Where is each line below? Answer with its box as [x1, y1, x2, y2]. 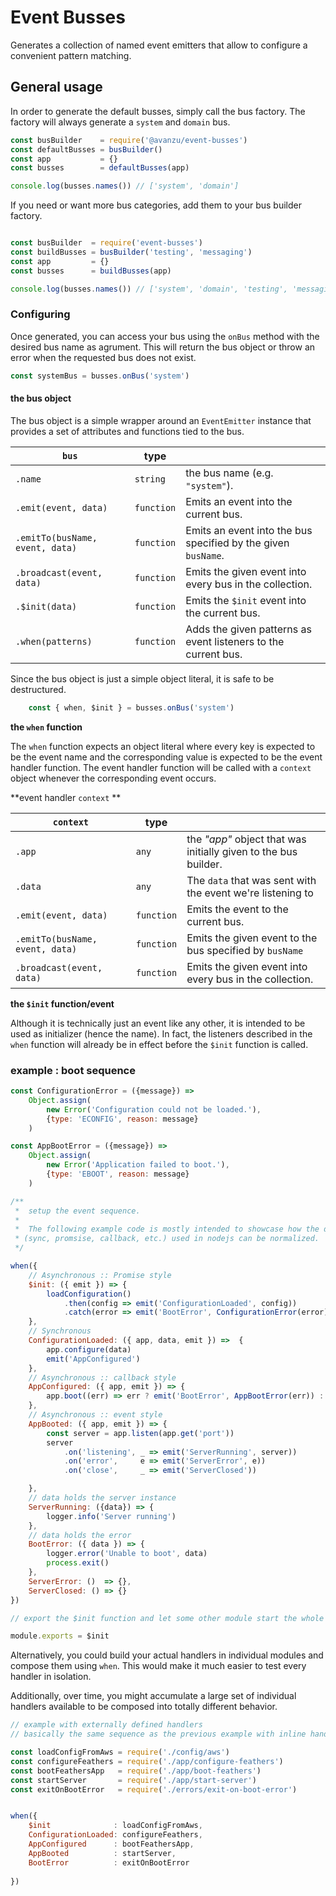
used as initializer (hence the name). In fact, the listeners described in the [10, 1027, 313, 1040]
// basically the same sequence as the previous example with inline [10, 1729, 307, 1740]
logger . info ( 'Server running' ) [46, 1511, 177, 1521]
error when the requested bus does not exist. [10, 351, 197, 363]
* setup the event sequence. [14, 1206, 141, 1216]
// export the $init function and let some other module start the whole [10, 1613, 325, 1623]
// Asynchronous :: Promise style [28, 1270, 172, 1280]
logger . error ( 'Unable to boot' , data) [46, 1549, 208, 1559]
